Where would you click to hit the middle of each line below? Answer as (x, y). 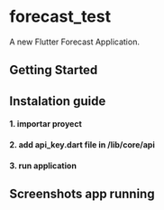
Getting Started (54, 70)
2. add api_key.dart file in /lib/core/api (82, 144)
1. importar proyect (46, 124)
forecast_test (60, 17)
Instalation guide (58, 101)
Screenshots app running (82, 193)
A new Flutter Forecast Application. (74, 42)
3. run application (43, 166)
